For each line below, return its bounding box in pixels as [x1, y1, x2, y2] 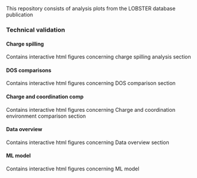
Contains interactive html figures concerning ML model [6, 165, 139, 172]
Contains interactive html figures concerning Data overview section [6, 139, 169, 146]
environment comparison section [6, 112, 86, 119]
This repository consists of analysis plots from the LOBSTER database [6, 5, 176, 12]
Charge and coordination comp [6, 93, 84, 100]
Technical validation [6, 26, 65, 34]
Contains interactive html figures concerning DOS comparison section [6, 80, 176, 87]
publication [6, 11, 34, 18]
